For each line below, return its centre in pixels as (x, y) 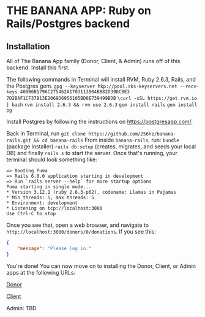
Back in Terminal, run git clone (46, 133)
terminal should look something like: (52, 159)
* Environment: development (42, 203)
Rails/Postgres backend (68, 24)
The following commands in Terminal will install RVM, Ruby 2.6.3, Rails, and (101, 79)
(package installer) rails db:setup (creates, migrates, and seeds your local (101, 147)
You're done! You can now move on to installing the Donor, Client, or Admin (101, 266)
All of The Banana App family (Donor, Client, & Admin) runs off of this (93, 61)
